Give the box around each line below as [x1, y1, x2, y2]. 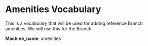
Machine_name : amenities [5, 35, 61, 41]
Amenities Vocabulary [5, 4, 101, 15]
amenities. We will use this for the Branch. [5, 25, 93, 31]
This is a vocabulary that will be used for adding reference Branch [5, 20, 143, 26]
